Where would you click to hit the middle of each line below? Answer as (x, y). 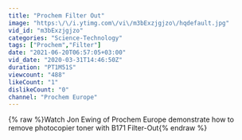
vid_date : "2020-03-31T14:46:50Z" (66, 60)
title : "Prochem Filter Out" (57, 16)
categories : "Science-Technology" (66, 38)
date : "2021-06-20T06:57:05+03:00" (67, 52)
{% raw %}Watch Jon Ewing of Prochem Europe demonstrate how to (121, 119)
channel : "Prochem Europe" (53, 97)
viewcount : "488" (37, 75)
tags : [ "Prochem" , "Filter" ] (55, 45)
